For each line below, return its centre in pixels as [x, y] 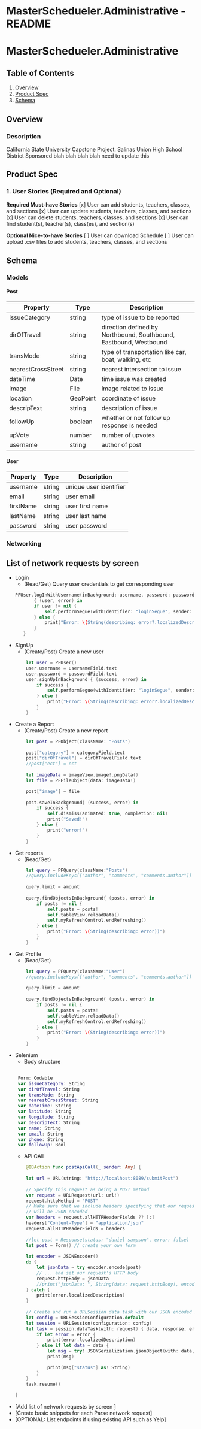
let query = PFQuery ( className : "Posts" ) [77, 870]
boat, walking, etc [126, 359]
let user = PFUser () [51, 663]
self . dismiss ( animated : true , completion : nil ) [107, 814]
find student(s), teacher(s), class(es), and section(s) [70, 223]
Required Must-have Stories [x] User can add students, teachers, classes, [98, 204]
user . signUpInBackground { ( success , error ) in [86, 679]
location [20, 398]
